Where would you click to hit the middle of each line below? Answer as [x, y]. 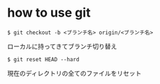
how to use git [49, 13]
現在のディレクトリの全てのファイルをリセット [74, 73]
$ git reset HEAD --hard [43, 59]
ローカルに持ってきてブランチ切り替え [62, 46]
